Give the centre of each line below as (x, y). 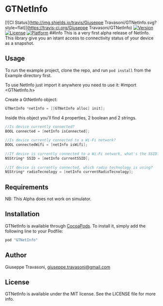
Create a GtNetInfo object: (31, 99)
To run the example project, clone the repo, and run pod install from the (78, 70)
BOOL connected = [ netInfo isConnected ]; (48, 131)
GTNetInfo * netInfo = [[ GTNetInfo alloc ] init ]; (55, 108)
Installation (22, 214)
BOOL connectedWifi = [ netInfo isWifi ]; (47, 145)
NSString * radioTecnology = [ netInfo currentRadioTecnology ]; (69, 172)
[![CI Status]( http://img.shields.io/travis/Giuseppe (54, 22)
